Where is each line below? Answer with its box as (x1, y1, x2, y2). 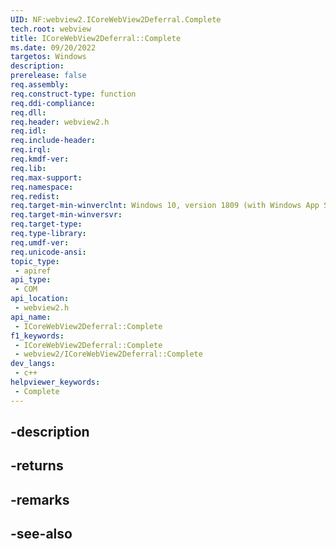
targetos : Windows (10, 52, 87, 62)
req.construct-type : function (10, 89, 137, 99)
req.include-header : (10, 136, 97, 146)
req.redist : (10, 191, 60, 201)
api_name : (10, 312, 52, 322)
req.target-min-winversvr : (10, 210, 123, 220)
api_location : (10, 294, 70, 304)
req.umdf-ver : (10, 237, 70, 248)
